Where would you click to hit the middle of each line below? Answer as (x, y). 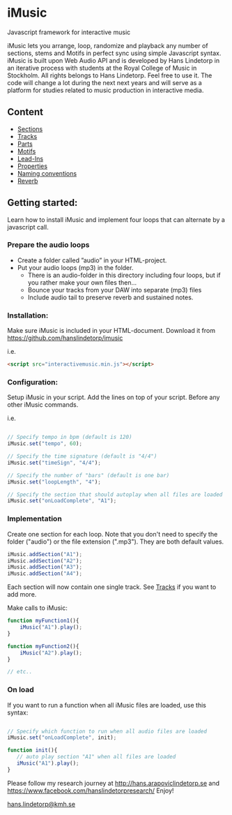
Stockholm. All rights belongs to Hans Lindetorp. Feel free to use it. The (110, 75)
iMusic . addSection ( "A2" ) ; (45, 561)
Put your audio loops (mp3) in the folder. (75, 267)
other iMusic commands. (43, 405)
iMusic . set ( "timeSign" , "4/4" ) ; (54, 463)
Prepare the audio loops (48, 245)
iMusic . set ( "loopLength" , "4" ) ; (54, 482)
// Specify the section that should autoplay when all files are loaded (115, 494)
